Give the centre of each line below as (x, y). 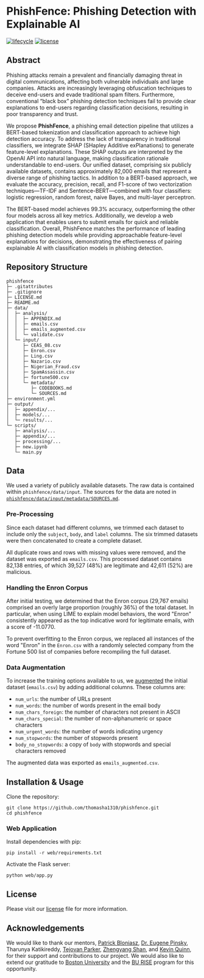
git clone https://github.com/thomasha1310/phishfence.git (83, 808)
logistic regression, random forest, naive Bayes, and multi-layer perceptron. (101, 197)
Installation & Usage (45, 782)
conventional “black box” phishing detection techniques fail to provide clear (101, 101)
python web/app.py (30, 875)
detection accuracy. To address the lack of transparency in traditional (93, 139)
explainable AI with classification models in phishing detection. (85, 248)
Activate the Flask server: (38, 864)
